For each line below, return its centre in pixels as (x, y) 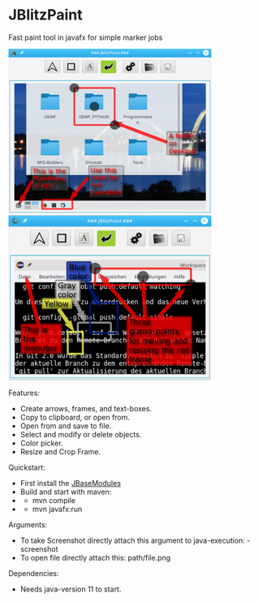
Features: (24, 393)
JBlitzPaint (45, 15)
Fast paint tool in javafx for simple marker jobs (86, 37)
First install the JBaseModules (71, 483)
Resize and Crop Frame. (60, 451)
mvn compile (54, 500)
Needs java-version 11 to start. (71, 589)
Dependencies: (34, 573)
